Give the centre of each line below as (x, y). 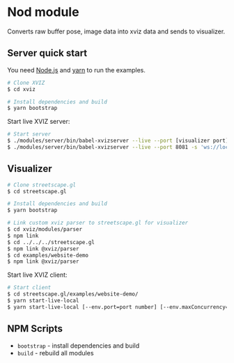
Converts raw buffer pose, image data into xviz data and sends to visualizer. (116, 31)
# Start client (29, 288)
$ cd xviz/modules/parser (45, 229)
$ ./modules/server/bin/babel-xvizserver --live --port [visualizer (109, 141)
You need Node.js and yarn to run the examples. (77, 70)
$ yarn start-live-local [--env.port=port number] (82, 307)
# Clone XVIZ (26, 83)
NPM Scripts (35, 329)
